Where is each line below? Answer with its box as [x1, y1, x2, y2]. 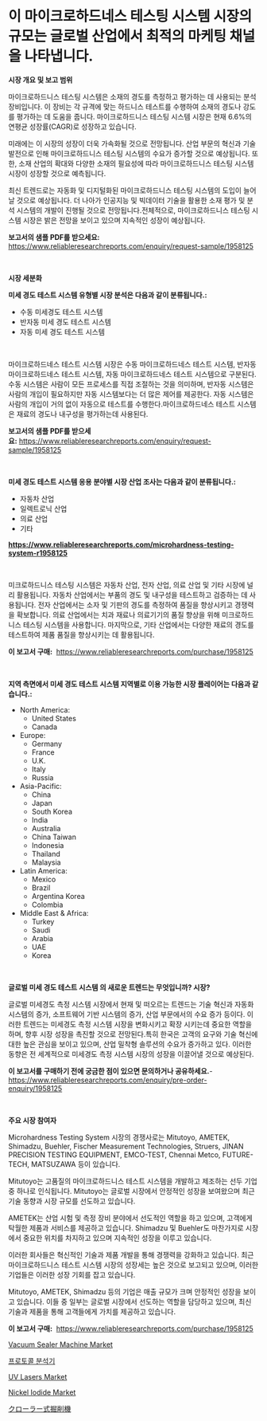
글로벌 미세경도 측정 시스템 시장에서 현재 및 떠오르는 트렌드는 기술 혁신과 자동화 [8, 999, 254, 1009]
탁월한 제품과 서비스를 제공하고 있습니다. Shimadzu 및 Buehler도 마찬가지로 [8, 1223, 244, 1232]
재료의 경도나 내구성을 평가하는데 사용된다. [16, 409, 149, 418]
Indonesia [31, 840, 64, 850]
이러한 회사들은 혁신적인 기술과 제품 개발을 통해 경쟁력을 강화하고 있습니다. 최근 [8, 1250, 254, 1259]
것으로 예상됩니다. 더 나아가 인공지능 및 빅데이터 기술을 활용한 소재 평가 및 [16, 195, 246, 205]
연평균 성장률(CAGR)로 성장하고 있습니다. [8, 121, 137, 132]
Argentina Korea [31, 891, 85, 901]
